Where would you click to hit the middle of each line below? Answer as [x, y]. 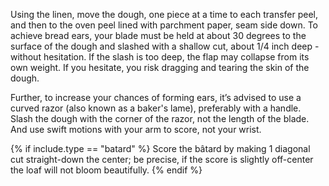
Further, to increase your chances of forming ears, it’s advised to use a [156, 97]
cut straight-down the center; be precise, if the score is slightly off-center [162, 159]
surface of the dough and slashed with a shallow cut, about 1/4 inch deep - [165, 46]
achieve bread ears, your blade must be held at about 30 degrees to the [158, 35]
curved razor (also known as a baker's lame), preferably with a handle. [156, 108]
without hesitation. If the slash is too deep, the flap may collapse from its [160, 57]
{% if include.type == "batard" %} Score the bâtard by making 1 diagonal [160, 148]
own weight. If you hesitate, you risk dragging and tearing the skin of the [160, 67]
